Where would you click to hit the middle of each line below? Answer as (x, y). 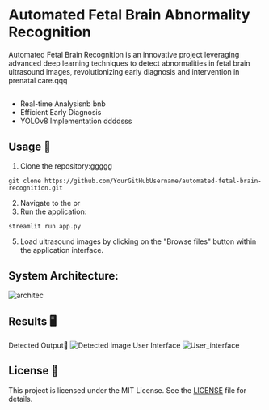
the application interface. (61, 250)
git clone (25, 181)
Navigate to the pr (50, 203)
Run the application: (53, 211)
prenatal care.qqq (38, 80)
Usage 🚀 (29, 146)
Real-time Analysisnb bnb (63, 104)
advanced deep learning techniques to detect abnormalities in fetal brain (129, 63)
